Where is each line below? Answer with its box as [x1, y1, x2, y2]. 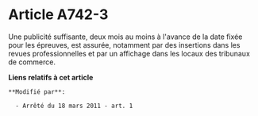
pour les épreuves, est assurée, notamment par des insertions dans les [8, 40, 241, 49]
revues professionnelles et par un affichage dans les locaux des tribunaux [8, 48, 250, 58]
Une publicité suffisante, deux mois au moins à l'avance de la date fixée [8, 32, 243, 41]
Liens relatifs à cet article [8, 72, 94, 82]
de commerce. [8, 57, 56, 67]
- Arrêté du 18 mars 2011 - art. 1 [15, 102, 133, 110]
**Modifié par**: [8, 87, 66, 96]
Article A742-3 [8, 6, 109, 24]
